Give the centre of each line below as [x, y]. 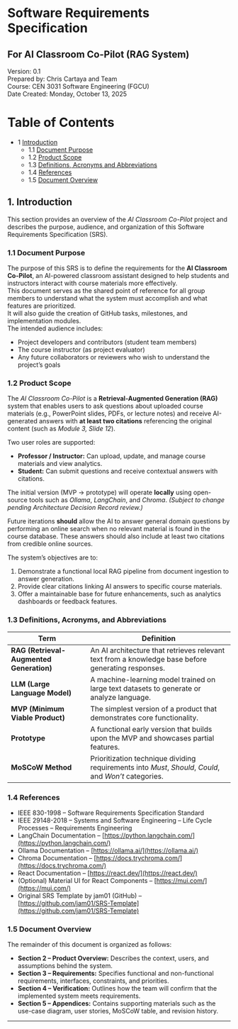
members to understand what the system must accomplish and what [107, 299]
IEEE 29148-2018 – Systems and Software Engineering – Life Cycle [115, 820]
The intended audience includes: [55, 328]
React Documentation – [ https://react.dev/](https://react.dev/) [108, 873]
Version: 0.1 [24, 71]
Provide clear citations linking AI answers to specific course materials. [120, 586]
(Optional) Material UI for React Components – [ [87, 880]
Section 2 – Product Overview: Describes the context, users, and [113, 958]
